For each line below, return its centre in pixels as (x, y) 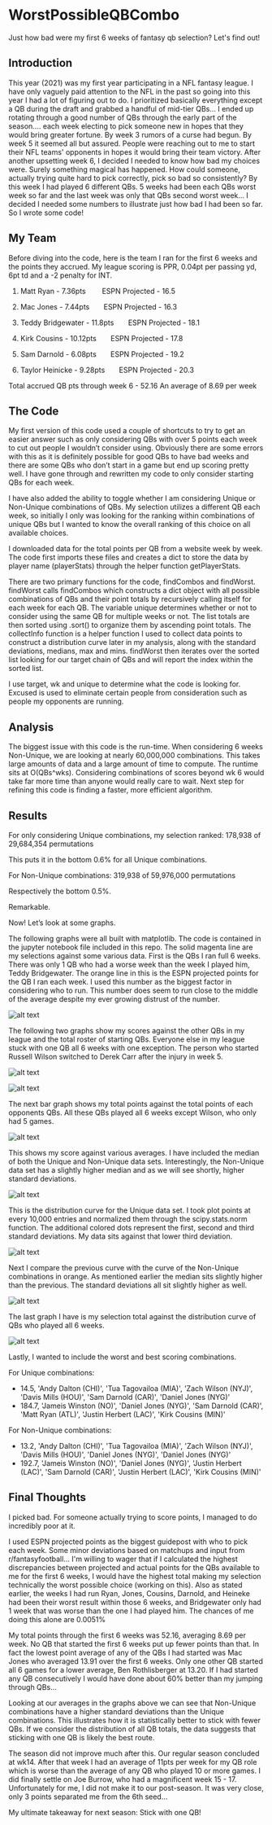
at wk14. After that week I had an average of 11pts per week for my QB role (133, 1761)
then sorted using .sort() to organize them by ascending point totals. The (130, 625)
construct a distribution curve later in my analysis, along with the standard (132, 643)
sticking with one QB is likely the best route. (82, 1737)
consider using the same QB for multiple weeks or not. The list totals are (129, 616)
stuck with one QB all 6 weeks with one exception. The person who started (134, 1048)
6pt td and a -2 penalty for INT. (60, 275)
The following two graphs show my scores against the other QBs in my (127, 1031)
